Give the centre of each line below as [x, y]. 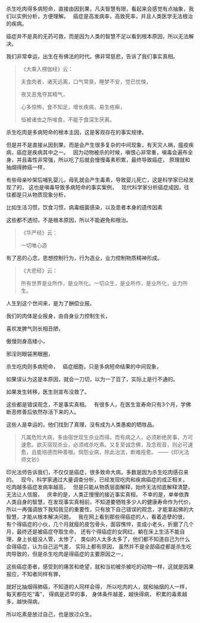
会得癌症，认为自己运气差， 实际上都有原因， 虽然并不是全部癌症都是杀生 [96, 547]
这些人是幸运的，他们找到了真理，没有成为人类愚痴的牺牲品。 [82, 425]
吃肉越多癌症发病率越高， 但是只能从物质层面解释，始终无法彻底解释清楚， [100, 487]
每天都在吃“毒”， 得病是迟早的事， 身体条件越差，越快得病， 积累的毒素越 [97, 594]
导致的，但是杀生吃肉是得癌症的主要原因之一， [68, 554]
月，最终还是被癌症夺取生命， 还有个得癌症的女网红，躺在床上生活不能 [93, 532]
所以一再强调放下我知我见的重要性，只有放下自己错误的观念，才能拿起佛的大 [100, 509]
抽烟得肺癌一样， [27, 167]
